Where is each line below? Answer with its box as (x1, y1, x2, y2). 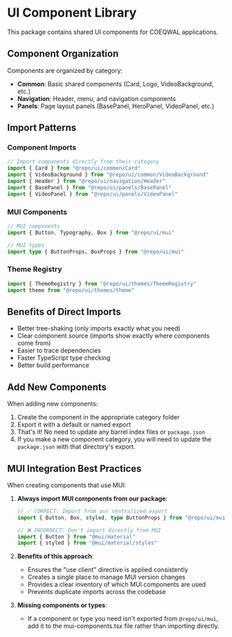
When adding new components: (7, 400, 98, 408)
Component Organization (7, 48, 119, 60)
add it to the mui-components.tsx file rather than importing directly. (27, 622, 220, 630)
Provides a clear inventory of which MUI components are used (27, 580, 206, 588)
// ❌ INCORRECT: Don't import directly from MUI (17, 527, 161, 534)
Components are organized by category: (7, 66, 123, 74)
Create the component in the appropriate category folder (17, 413, 180, 421)
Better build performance (17, 361, 90, 369)
